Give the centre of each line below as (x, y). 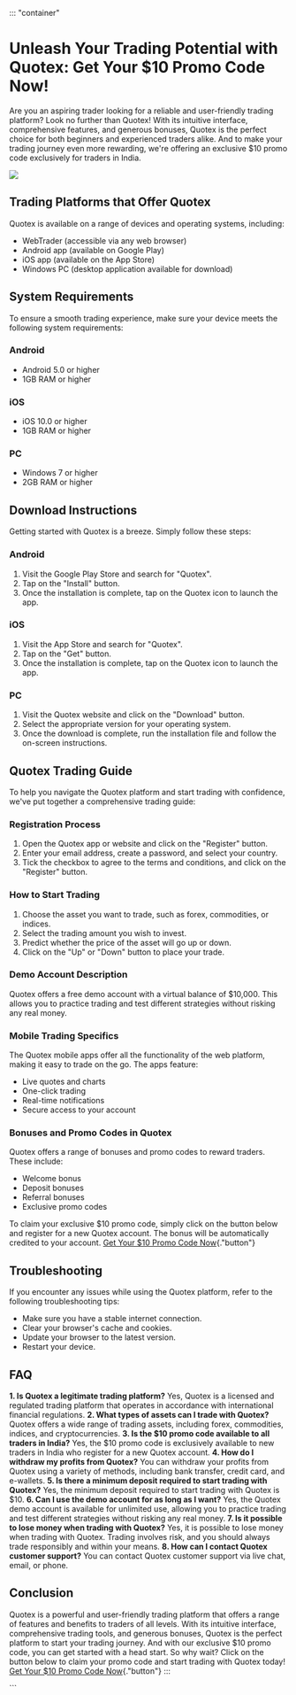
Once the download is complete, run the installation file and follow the (149, 733)
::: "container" (34, 13)
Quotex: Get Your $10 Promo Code (137, 68)
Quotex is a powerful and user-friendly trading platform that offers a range (144, 1614)
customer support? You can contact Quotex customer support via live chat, (147, 1556)
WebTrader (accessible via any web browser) (104, 240)
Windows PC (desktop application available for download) (127, 268)
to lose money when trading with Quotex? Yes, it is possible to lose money (147, 1528)
